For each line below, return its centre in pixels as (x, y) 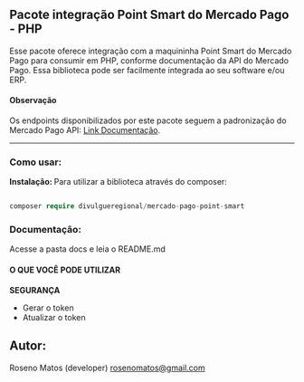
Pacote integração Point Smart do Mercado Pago (149, 15)
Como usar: (35, 162)
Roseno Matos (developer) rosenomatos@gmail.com (107, 368)
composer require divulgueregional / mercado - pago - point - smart (127, 206)
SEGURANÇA (35, 290)
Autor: (28, 346)
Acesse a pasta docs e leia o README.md (87, 249)
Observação (33, 100)
